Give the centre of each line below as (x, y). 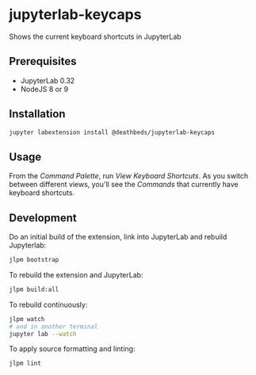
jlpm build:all (34, 289)
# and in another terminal (53, 327)
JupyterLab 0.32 (48, 80)
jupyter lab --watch (43, 334)
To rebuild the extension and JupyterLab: (76, 274)
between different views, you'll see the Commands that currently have (124, 185)
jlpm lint (25, 364)
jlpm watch (27, 319)
